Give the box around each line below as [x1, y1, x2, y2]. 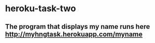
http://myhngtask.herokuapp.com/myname [5, 30, 143, 38]
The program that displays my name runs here [5, 22, 150, 31]
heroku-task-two [5, 3, 77, 14]
